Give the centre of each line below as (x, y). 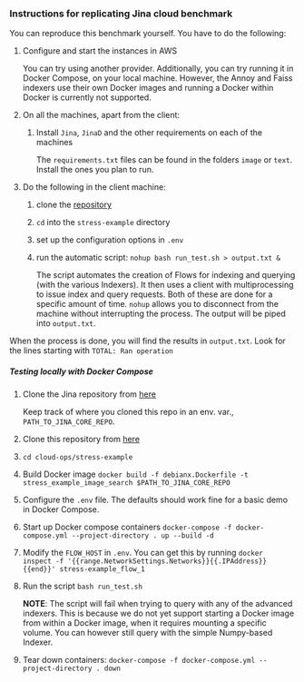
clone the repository (74, 205)
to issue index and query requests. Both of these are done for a (154, 294)
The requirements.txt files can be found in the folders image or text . (164, 160)
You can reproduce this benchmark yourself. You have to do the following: (148, 34)
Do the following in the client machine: (94, 187)
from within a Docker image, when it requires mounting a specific (145, 623)
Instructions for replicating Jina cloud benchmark (121, 14)
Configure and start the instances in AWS (100, 51)
